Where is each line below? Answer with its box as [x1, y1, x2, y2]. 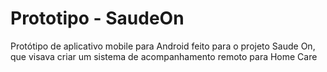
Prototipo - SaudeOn [10, 7, 185, 30]
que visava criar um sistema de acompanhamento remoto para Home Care [10, 50, 318, 62]
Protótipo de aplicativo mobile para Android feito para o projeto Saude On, [10, 40, 316, 52]
